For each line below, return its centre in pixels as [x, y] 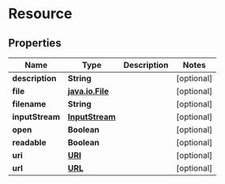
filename [29, 104]
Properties [35, 43]
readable [29, 143]
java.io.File [88, 91]
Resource [40, 14]
